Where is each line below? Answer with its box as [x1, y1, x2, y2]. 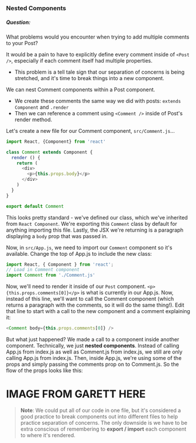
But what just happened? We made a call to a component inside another [6, 336, 180, 343]
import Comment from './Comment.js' [6, 272, 95, 279]
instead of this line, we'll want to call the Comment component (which [6, 296, 174, 303]
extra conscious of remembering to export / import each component [20, 425, 187, 432]
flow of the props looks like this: [6, 367, 83, 374]
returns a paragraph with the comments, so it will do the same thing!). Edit [6, 301, 184, 308]
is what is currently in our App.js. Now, [81, 289, 174, 296]
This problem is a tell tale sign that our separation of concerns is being [14, 68, 185, 75]
